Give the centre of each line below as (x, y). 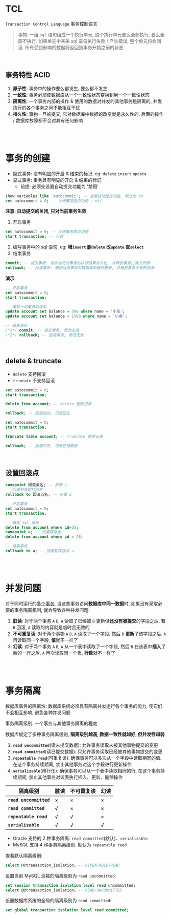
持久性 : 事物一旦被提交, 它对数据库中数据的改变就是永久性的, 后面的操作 (88, 114)
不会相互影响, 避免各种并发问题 (38, 712)
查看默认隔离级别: (24, 856)
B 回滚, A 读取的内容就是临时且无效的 (51, 627)
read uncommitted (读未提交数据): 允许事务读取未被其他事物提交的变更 (85, 745)
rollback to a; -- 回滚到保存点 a (40, 551)
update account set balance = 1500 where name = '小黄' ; (66, 316)
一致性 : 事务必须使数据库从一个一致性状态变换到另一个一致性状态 (81, 95)
